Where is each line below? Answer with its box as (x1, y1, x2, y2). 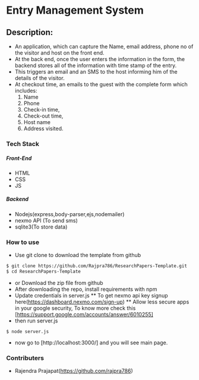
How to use (6, 238, 40, 246)
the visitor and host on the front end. (14, 49, 105, 56)
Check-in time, (23, 106, 60, 113)
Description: (6, 27, 53, 37)
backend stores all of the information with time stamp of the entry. (14, 62, 177, 69)
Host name (23, 119, 50, 125)
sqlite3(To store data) (14, 223, 68, 230)
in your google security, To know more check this (14, 304, 136, 312)
